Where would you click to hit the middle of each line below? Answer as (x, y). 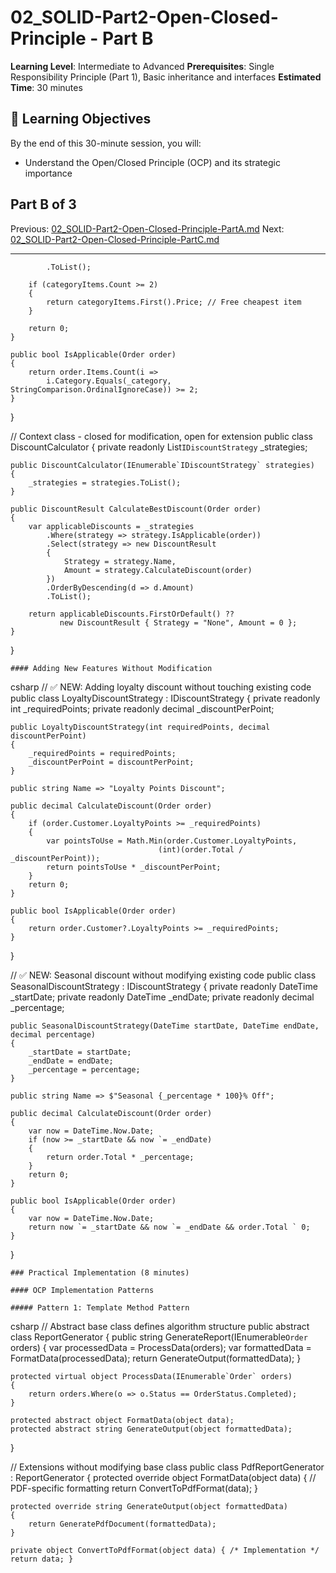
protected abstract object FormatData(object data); (122, 1420)
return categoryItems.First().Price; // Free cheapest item (174, 302)
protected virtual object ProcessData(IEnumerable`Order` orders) (151, 1376)
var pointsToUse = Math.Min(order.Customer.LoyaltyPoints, (172, 841)
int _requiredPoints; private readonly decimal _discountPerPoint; (142, 708)
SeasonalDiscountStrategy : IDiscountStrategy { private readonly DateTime (164, 986)
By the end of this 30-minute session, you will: (106, 143)
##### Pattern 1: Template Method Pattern (100, 1307)
